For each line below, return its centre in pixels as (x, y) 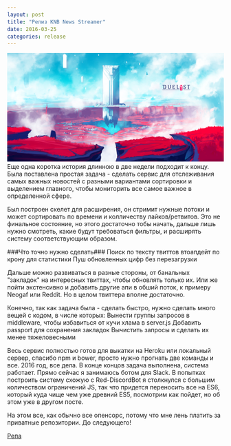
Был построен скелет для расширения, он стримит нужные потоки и (108, 210)
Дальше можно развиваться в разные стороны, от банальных (99, 273)
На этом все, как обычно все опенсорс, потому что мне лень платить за (114, 415)
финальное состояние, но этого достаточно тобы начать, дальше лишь (112, 224)
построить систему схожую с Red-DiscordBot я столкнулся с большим (111, 380)
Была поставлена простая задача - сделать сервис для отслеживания (111, 174)
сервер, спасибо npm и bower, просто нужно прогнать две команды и (111, 358)
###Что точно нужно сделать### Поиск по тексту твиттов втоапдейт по (113, 252)
